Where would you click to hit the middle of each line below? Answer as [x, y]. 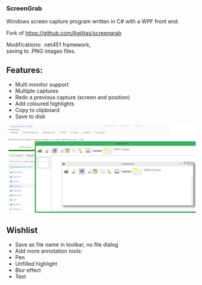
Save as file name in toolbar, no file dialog [66, 245]
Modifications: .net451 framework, [49, 45]
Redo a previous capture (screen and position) [72, 97]
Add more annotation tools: [49, 251]
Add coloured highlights [44, 104]
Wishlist [22, 230]
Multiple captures [37, 91]
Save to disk [30, 117]
